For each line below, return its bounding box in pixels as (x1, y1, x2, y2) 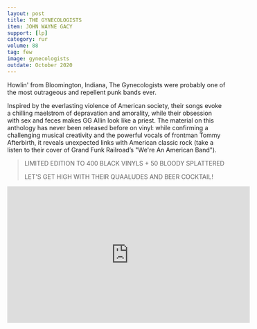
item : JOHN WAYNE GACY (7, 23, 73, 30)
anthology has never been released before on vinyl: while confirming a (7, 123, 209, 132)
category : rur (7, 36, 48, 43)
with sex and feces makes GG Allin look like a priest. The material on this (7, 116, 215, 125)
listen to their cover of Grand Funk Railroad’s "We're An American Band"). (7, 145, 217, 154)
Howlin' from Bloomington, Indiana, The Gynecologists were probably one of (7, 80, 226, 89)
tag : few (7, 49, 33, 56)
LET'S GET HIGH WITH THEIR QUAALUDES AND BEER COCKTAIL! (24, 172, 213, 181)
